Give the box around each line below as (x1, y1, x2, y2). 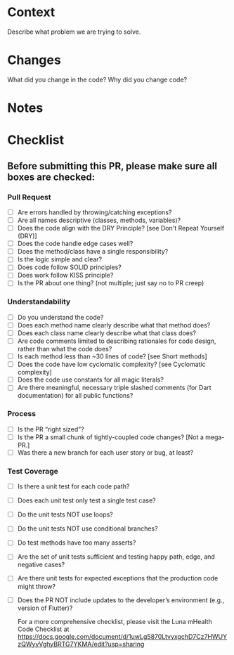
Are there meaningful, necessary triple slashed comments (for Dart (17, 384, 212, 392)
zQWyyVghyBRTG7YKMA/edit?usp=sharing (17, 640, 145, 648)
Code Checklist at (17, 625, 70, 633)
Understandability (7, 297, 71, 306)
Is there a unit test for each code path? (17, 482, 130, 491)
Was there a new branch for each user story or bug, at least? (17, 448, 194, 457)
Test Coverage (7, 466, 58, 476)
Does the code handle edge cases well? (17, 240, 134, 248)
